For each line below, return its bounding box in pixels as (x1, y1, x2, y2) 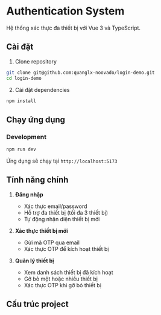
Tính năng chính (6, 175, 69, 185)
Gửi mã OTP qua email (24, 239, 80, 246)
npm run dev (6, 146, 36, 152)
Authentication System (6, 4, 125, 18)
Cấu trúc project (6, 299, 69, 310)
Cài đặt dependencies (14, 86, 70, 93)
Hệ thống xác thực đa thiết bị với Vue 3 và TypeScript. (6, 24, 140, 31)
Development (6, 132, 47, 141)
